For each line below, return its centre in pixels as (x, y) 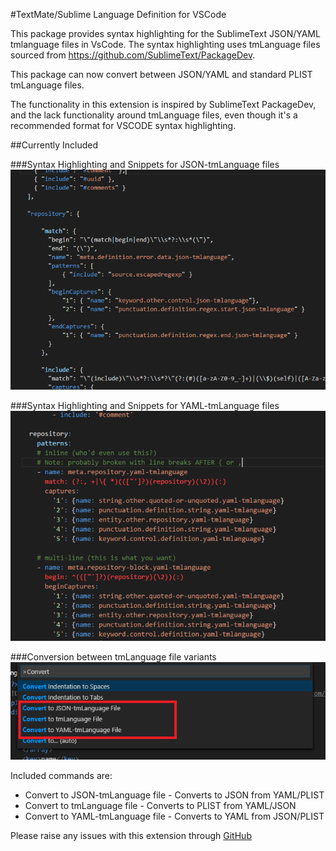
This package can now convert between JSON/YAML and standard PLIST (161, 74)
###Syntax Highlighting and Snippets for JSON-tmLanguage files (145, 164)
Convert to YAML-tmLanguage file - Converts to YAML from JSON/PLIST (174, 816)
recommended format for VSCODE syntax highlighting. (123, 125)
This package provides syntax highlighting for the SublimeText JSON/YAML (165, 33)
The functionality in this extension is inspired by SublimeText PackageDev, (163, 104)
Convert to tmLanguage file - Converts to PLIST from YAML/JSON (160, 805)
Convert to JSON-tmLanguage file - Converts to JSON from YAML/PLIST (174, 795)
